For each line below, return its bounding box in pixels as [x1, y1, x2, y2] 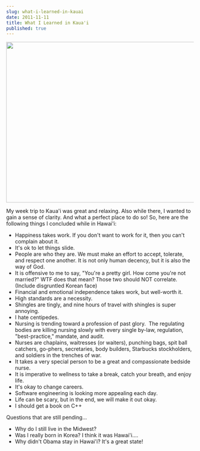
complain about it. [14, 238, 60, 245]
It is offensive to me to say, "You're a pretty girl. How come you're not [14, 270, 186, 277]
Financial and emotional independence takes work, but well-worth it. [14, 289, 183, 296]
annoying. [14, 308, 40, 315]
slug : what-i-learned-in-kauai [6, 8, 84, 15]
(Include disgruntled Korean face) [14, 282, 98, 289]
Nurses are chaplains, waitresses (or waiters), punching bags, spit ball [14, 339, 187, 346]
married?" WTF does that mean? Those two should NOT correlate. [14, 276, 177, 283]
